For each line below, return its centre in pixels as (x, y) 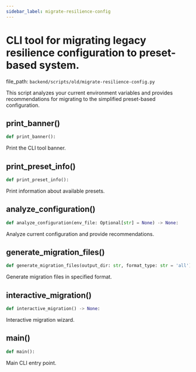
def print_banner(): (31, 137)
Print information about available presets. (55, 191)
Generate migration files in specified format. (59, 277)
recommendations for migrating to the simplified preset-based (81, 99)
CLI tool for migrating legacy (76, 40)
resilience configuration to (71, 53)
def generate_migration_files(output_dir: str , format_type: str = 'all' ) (99, 266)
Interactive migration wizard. (40, 320)
